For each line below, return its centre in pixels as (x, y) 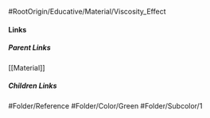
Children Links (33, 86)
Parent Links (29, 48)
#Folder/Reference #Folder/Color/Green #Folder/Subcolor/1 (105, 105)
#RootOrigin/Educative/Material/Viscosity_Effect (87, 11)
